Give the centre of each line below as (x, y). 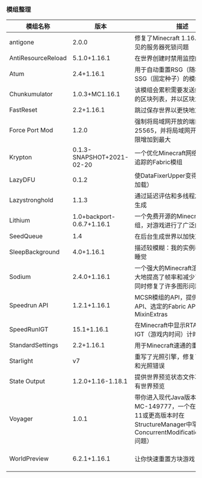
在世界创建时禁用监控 (165, 58)
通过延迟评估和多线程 (165, 196)
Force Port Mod (31, 130)
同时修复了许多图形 (162, 286)
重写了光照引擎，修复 (165, 357)
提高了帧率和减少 (171, 277)
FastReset (23, 110)
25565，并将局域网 (162, 130)
